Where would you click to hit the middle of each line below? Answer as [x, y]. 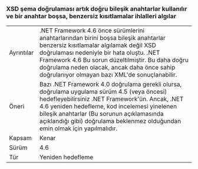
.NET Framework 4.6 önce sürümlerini [92, 31]
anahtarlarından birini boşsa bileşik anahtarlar [103, 38]
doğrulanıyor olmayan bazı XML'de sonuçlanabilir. [108, 75]
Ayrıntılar [22, 53]
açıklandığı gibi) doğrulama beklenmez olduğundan [110, 121]
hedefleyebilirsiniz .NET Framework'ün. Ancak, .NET [111, 99]
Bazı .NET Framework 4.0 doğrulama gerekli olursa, [110, 84]
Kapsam [20, 138]
